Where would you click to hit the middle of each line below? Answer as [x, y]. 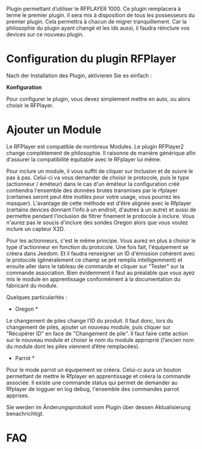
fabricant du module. [32, 285]
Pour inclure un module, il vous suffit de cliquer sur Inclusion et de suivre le [100, 171]
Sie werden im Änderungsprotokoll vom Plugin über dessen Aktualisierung [99, 407]
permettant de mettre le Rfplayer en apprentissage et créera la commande [99, 376]
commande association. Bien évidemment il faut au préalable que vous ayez [100, 273]
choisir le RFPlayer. [30, 105]
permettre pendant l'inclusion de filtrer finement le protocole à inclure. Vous [100, 216]
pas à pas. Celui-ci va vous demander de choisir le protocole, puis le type [98, 177]
